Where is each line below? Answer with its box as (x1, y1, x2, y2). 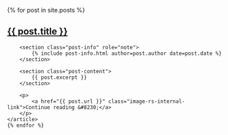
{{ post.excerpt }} (31, 74, 88, 81)
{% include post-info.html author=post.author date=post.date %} (31, 50, 223, 57)
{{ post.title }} (7, 26, 68, 38)
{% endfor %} (7, 122, 45, 129)
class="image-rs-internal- (108, 98, 186, 105)
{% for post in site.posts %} (7, 6, 86, 14)
